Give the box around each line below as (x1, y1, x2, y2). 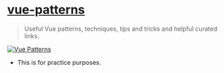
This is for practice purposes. (17, 58, 102, 66)
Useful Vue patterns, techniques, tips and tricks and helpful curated (24, 25, 218, 33)
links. (24, 31, 39, 40)
